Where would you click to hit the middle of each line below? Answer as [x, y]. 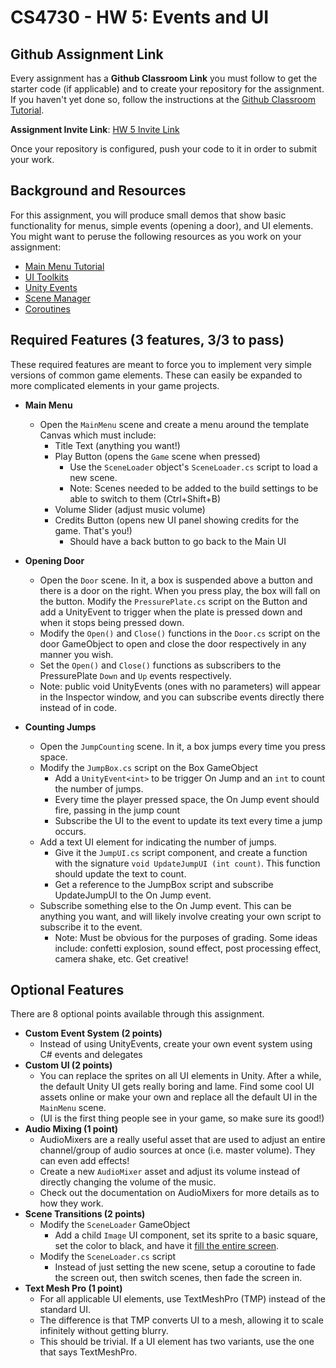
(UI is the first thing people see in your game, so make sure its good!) [182, 1118]
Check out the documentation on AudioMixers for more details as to [179, 1193]
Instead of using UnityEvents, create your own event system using [176, 1044]
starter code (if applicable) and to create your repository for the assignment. [167, 89]
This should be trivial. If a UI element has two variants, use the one [177, 1342]
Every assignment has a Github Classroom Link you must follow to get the [164, 78]
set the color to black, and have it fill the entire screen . [167, 1246]
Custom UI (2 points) [68, 1065]
